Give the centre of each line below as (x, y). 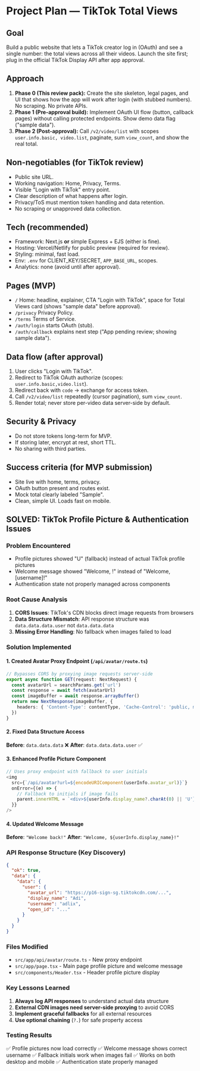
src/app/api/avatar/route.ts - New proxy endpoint (78, 960)
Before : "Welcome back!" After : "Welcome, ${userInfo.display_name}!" (93, 837)
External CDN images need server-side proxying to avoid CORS (94, 1007)
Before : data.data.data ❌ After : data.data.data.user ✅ (74, 745)
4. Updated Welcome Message (45, 824)
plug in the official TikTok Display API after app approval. (75, 60)
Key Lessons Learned (38, 988)
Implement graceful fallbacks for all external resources (83, 1013)
